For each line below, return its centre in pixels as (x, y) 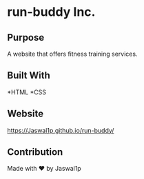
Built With (29, 75)
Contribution (35, 152)
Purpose (26, 38)
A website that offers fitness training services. (72, 54)
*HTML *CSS (27, 92)
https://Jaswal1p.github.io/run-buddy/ (61, 130)
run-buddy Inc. (51, 12)
